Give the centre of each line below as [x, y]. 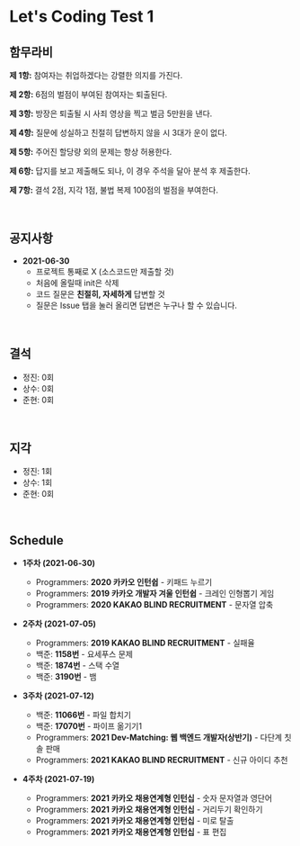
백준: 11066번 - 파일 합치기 [84, 715]
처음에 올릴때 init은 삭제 [77, 283]
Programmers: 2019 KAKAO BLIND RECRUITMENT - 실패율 [145, 643]
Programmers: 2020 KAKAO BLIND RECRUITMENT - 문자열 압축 [154, 605]
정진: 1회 [37, 472]
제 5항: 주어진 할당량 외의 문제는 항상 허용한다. [91, 152]
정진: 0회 [38, 377]
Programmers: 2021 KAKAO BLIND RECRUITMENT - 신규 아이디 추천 [162, 760]
